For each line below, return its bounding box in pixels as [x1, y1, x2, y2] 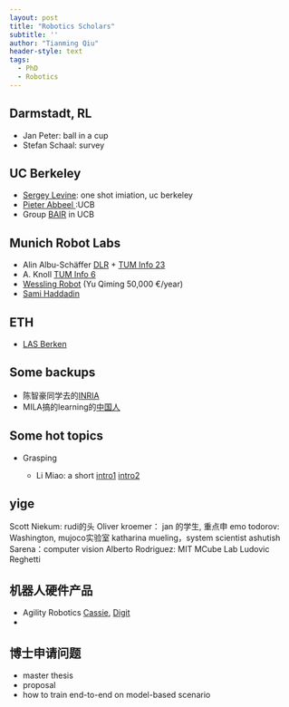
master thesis [22, 670, 74, 681]
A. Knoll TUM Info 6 [22, 269, 97, 280]
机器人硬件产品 [9, 582, 93, 598]
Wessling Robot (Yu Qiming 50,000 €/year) [22, 278, 184, 290]
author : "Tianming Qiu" [9, 38, 100, 48]
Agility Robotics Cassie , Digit [22, 607, 130, 618]
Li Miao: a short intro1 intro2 [35, 470, 140, 480]
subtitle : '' [9, 30, 59, 39]
